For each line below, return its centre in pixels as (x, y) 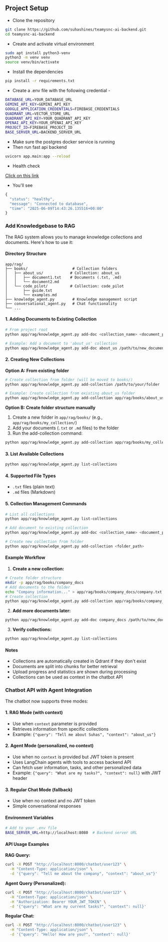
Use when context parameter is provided (54, 724)
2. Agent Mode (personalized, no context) (49, 746)
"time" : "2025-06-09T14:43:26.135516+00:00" (57, 208)
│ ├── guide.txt (29, 290)
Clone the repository (33, 20)
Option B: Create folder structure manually (50, 408)
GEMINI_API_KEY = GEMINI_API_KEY (38, 104)
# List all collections (30, 514)
